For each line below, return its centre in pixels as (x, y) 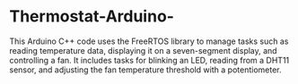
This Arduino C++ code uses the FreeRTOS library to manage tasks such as (149, 41)
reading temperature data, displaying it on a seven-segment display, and (143, 50)
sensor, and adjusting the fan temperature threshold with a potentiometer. (145, 70)
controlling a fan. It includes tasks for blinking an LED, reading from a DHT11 (149, 60)
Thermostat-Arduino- (92, 17)
